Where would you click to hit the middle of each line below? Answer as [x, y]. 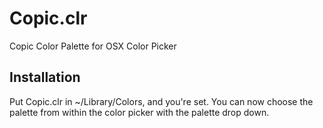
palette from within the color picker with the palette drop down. [139, 112]
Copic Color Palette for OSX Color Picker [93, 46]
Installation [45, 77]
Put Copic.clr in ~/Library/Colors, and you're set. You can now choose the [161, 101]
